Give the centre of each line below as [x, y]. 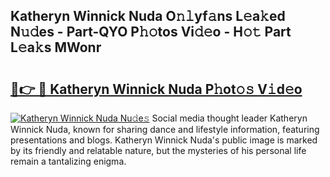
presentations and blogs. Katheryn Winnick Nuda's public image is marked [164, 140]
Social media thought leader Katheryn [229, 118]
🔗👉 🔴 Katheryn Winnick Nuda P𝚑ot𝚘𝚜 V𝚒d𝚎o [156, 89]
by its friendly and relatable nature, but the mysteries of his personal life [158, 150]
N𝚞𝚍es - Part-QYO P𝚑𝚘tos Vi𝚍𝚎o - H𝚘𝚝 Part [151, 32]
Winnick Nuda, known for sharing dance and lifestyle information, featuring [165, 129]
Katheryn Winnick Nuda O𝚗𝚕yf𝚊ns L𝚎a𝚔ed [148, 16]
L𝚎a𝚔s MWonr [56, 47]
